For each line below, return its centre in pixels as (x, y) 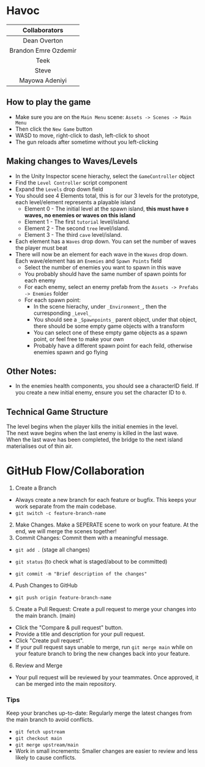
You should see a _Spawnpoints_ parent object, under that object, (115, 319)
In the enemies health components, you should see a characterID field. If (107, 386)
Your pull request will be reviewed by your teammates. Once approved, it (107, 677)
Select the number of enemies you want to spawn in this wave (103, 267)
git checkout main (39, 739)
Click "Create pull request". (50, 641)
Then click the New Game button (54, 129)
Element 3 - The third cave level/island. (73, 234)
